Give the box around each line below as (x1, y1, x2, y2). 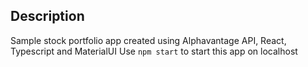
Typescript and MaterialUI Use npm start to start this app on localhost (10, 45, 298, 57)
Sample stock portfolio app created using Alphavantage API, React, (10, 34, 287, 46)
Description (10, 8, 85, 25)
